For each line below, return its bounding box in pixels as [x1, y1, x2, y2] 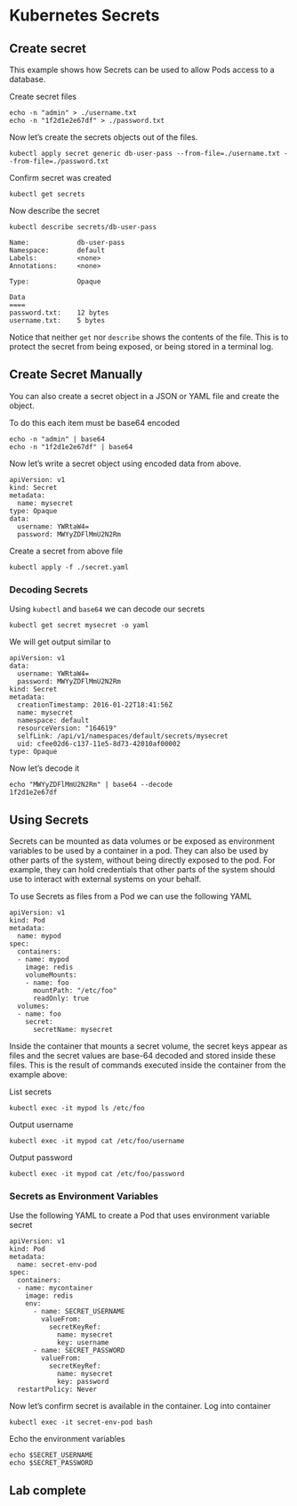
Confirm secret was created [9, 173, 112, 183]
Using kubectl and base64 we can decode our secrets [9, 603, 205, 615]
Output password [9, 1151, 73, 1163]
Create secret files [9, 91, 77, 102]
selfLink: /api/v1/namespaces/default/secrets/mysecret [17, 732, 229, 741]
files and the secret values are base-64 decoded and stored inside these [9, 1050, 277, 1060]
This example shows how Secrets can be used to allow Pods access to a [9, 64, 275, 75]
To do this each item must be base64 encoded [9, 417, 181, 428]
